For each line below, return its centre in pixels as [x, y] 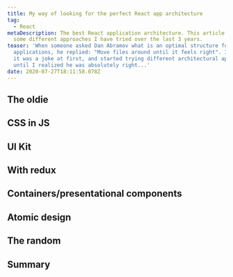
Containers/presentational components [95, 194]
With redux [32, 170]
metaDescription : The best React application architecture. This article [116, 33]
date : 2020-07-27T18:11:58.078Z [54, 71]
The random [34, 241]
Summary [29, 264]
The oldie [28, 99]
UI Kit [19, 146]
